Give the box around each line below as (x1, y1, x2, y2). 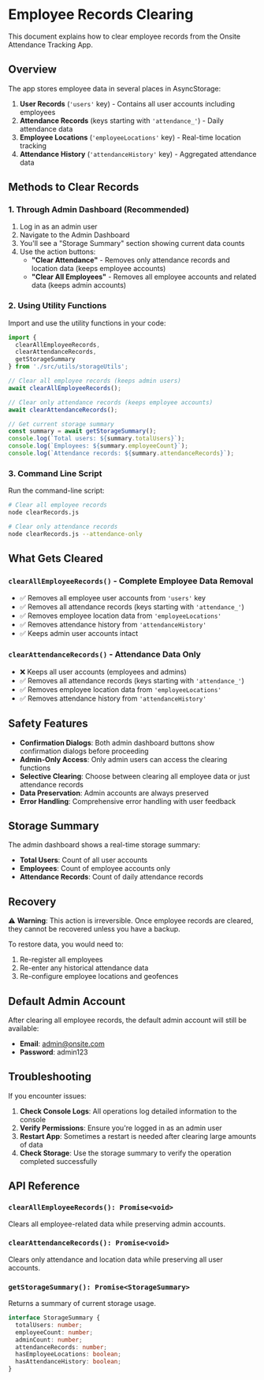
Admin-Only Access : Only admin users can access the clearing (19, 754, 228, 764)
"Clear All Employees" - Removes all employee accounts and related (31, 272, 257, 281)
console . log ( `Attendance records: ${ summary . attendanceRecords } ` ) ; (8, 449, 235, 458)
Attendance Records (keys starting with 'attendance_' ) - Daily (19, 116, 225, 125)
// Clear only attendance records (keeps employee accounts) (8, 398, 214, 407)
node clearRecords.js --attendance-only (8, 530, 143, 537)
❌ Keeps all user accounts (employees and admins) (19, 667, 187, 676)
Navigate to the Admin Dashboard (19, 230, 130, 240)
